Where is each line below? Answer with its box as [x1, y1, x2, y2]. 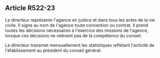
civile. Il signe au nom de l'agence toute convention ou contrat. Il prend [5, 22, 148, 28]
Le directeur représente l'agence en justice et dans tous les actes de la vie [5, 17, 155, 23]
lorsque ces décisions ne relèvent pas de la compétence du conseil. [5, 32, 142, 38]
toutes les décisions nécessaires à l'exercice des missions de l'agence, [5, 27, 149, 33]
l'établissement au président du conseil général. [5, 47, 102, 53]
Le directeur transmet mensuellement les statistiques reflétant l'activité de [5, 42, 155, 48]
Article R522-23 [5, 4, 55, 12]
